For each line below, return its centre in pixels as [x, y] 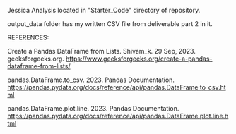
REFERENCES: [28, 37]
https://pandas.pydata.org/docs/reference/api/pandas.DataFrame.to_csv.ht [117, 87]
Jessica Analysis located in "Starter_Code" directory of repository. [104, 10]
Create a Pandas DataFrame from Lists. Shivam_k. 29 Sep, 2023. [101, 51]
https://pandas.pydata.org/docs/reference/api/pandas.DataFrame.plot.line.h [118, 116]
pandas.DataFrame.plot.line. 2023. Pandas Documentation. [93, 108]
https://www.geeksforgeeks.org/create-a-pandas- [140, 59]
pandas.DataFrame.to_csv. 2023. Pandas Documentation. [91, 80]
